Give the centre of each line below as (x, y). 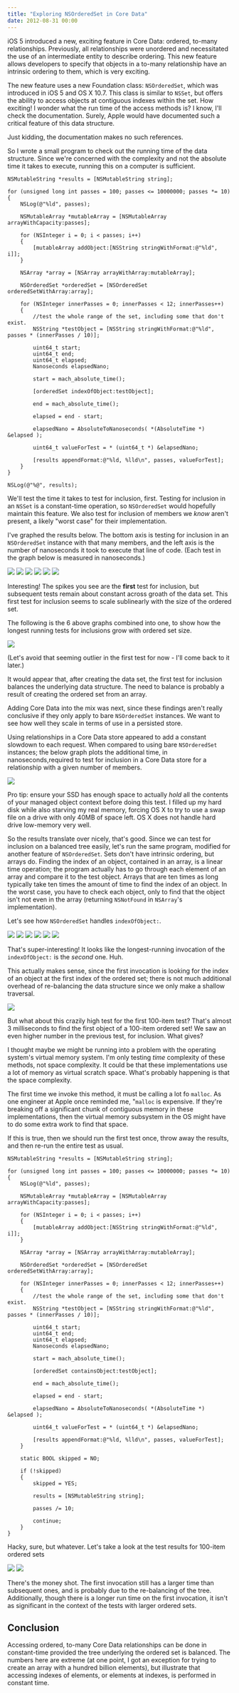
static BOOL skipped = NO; (60, 1458)
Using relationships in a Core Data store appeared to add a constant (107, 737)
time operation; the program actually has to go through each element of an (117, 869)
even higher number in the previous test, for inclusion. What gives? (106, 1036)
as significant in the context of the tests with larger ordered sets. (102, 1605)
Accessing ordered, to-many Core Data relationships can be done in (107, 1645)
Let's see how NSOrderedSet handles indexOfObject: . (84, 921)
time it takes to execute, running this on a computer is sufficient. (101, 166)
